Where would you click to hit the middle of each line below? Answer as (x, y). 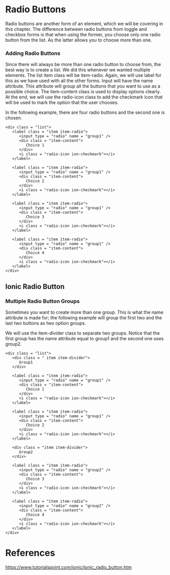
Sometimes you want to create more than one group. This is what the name (84, 312)
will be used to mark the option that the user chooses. (62, 102)
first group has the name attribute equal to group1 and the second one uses (85, 338)
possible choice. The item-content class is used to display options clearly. (83, 92)
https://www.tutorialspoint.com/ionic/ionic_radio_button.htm (68, 567)
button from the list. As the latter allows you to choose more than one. (79, 40)
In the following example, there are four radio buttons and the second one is (85, 112)
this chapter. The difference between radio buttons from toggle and (76, 29)
